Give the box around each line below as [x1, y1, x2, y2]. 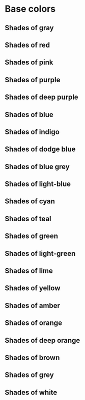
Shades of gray [5, 23, 54, 32]
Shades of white [5, 388, 58, 396]
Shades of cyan [5, 197, 55, 206]
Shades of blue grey [5, 162, 70, 171]
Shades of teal [5, 214, 51, 223]
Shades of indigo [5, 127, 60, 136]
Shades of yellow [5, 284, 61, 293]
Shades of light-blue [5, 180, 71, 189]
